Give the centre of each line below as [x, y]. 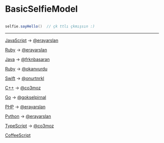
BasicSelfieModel [41, 9]
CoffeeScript [18, 135]
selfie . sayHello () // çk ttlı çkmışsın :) [50, 26]
